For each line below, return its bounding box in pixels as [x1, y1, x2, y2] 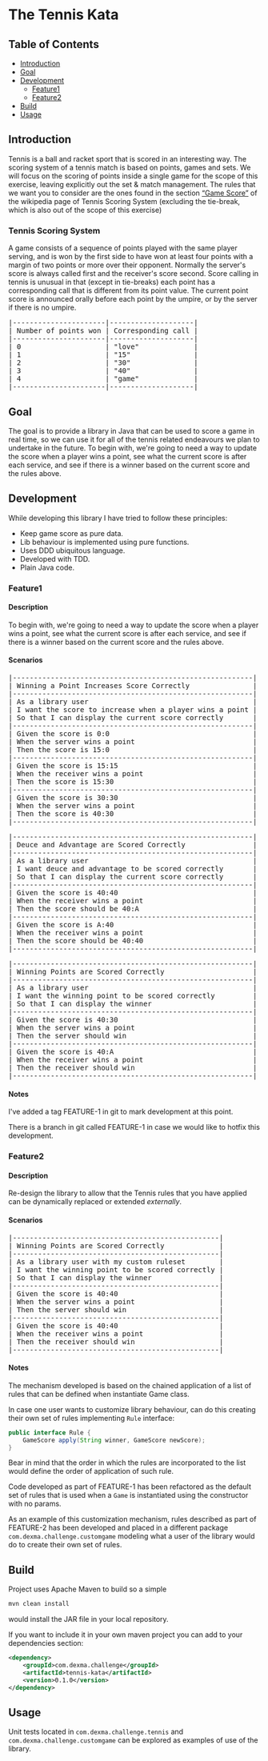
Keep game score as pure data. [19, 528, 124, 538]
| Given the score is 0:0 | [8, 730, 258, 738]
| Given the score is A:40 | [8, 920, 258, 930]
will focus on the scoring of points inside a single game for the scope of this [8, 170, 258, 181]
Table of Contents [8, 38, 100, 51]
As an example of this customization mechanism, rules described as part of [8, 1515, 257, 1524]
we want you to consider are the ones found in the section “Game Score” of [8, 188, 258, 198]
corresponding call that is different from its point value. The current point [8, 286, 249, 295]
